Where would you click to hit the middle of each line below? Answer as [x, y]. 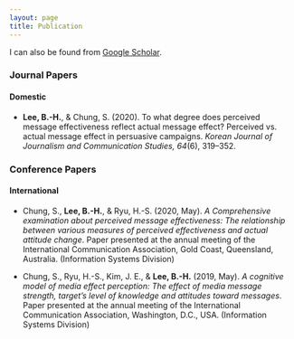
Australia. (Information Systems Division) [98, 259]
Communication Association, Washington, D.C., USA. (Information [144, 315]
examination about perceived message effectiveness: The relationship [154, 220]
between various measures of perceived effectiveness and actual [145, 230]
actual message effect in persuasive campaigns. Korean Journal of [147, 136]
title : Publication [46, 26]
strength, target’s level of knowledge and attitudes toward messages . [152, 296]
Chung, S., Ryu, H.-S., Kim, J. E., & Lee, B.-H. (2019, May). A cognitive [153, 276]
